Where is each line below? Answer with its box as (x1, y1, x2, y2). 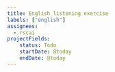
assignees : (7, 23, 38, 29)
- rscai (13, 29, 36, 36)
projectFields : (7, 36, 51, 43)
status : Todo (19, 42, 57, 49)
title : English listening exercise (7, 10, 109, 17)
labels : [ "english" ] (7, 16, 66, 23)
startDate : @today (19, 49, 72, 56)
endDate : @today (19, 55, 66, 62)
